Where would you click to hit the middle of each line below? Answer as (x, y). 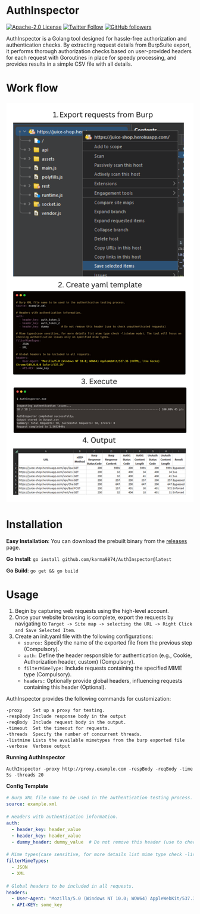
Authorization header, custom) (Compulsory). (79, 662)
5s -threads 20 (25, 775)
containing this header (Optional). (65, 687)
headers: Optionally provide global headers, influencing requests (103, 681)
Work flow (32, 88)
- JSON (20, 867)
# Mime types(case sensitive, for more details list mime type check (94, 855)
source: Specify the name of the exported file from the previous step (108, 643)
